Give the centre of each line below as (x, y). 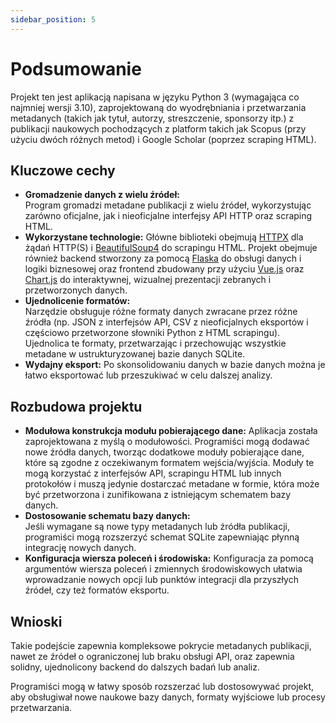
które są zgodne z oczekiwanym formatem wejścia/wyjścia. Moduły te (169, 463)
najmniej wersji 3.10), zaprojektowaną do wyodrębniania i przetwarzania (158, 107)
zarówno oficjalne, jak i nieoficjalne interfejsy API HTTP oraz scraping (168, 216)
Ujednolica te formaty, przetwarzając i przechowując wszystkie (155, 343)
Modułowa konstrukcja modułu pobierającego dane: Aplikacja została (171, 431)
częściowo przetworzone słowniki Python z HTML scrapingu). (152, 333)
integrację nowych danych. (80, 548)
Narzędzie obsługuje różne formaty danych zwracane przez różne (161, 312)
